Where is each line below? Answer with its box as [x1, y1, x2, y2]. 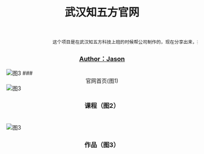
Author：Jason [78, 54, 126, 63]
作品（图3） [84, 141, 120, 149]
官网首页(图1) [86, 77, 118, 85]
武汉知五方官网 [64, 5, 140, 19]
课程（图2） [84, 102, 120, 110]
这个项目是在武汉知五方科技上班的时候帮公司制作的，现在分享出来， [52, 39, 197, 45]
